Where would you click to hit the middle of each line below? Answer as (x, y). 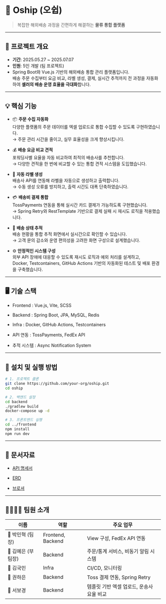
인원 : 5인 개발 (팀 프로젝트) (38, 65)
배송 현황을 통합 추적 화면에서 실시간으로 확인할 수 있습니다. (70, 234)
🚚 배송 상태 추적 (27, 228)
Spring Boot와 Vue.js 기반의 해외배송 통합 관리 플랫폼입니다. (71, 72)
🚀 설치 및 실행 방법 (31, 367)
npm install (17, 429)
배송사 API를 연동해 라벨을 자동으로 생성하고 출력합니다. (66, 180)
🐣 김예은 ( (19, 551)
